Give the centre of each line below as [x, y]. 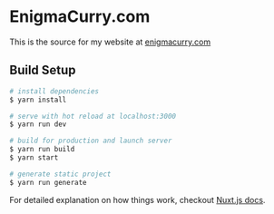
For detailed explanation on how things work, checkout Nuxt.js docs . [137, 199]
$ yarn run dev [38, 124]
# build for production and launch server [91, 141]
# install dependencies [54, 91]
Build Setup [43, 70]
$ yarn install [38, 100]
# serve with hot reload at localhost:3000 [93, 116]
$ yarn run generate [49, 182]
